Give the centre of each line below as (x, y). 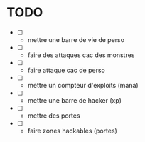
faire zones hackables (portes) (72, 131)
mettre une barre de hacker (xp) (74, 100)
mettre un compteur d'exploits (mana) (83, 85)
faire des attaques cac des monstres (81, 55)
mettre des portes (54, 116)
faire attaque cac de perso (66, 70)
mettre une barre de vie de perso (76, 39)
